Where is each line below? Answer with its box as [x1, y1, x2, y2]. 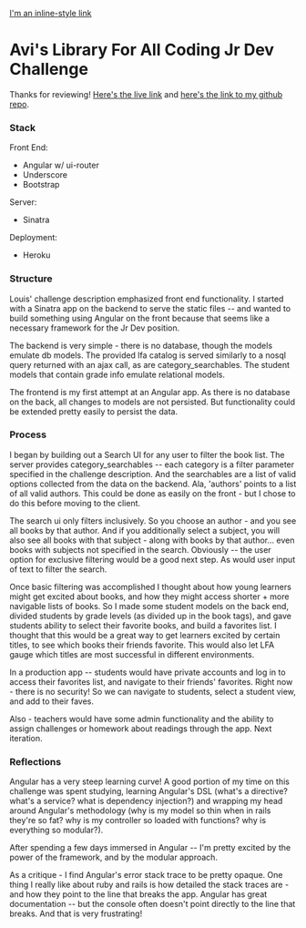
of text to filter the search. [9, 564, 107, 575]
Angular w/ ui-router [22, 159, 100, 171]
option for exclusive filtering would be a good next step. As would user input [9, 554, 296, 565]
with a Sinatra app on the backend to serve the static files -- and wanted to [9, 302, 291, 313]
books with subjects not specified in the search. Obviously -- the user [9, 544, 271, 555]
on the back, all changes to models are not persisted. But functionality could [9, 396, 296, 407]
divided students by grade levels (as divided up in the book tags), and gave [9, 610, 292, 621]
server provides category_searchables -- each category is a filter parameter [9, 459, 295, 470]
